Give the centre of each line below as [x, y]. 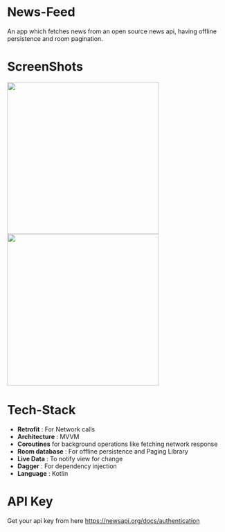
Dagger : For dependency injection [67, 466]
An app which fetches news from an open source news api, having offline [112, 31]
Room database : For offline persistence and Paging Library [102, 451]
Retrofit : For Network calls [56, 429]
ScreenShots [45, 67]
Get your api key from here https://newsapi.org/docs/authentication [103, 520]
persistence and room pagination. [55, 38]
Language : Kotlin [43, 473]
